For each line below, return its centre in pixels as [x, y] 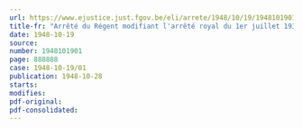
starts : [24, 85]
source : [24, 43]
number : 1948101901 [46, 51]
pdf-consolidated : [44, 110]
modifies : [28, 93]
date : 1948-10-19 [42, 34]
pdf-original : [36, 101]
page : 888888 [34, 59]
